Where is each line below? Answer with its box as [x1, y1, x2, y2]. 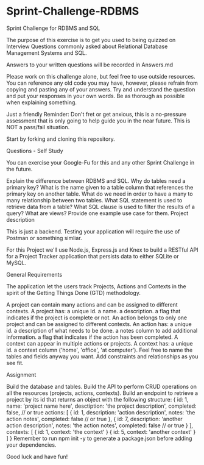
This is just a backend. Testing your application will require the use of [6, 227, 180, 235]
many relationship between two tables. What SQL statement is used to [6, 196, 183, 204]
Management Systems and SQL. [6, 49, 87, 56]
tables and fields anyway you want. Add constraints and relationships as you [6, 352, 199, 360]
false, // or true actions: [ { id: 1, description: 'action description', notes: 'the [6, 408, 195, 416]
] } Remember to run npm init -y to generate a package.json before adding [6, 435, 192, 442]
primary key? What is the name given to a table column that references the [6, 183, 194, 191]
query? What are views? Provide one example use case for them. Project [6, 209, 189, 217]
